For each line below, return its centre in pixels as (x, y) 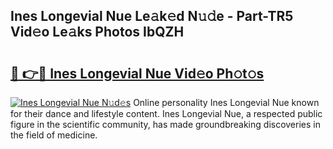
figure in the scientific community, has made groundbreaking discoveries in (165, 124)
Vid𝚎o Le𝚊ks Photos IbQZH (97, 32)
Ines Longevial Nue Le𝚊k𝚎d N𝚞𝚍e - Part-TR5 (152, 16)
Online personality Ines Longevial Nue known (226, 102)
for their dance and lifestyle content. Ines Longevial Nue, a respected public (166, 113)
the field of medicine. (54, 135)
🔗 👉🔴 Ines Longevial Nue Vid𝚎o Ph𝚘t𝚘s (137, 73)
